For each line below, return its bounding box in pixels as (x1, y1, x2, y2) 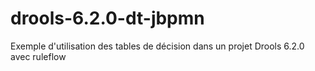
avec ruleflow (10, 50, 67, 62)
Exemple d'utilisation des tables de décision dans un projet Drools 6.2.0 (10, 40, 305, 52)
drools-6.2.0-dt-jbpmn (10, 7, 205, 30)
